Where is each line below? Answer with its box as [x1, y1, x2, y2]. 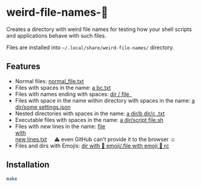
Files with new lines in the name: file [15, 123, 106, 130]
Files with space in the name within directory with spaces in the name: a [15, 97, 195, 104]
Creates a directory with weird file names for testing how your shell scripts [6, 25, 192, 33]
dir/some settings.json [15, 103, 71, 110]
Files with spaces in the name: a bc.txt [15, 84, 111, 91]
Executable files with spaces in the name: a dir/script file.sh [15, 116, 163, 123]
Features [6, 61, 41, 72]
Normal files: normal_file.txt [15, 77, 84, 84]
